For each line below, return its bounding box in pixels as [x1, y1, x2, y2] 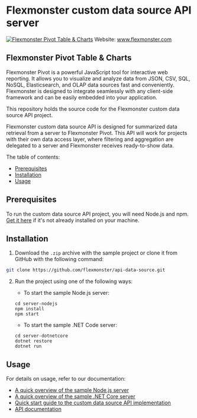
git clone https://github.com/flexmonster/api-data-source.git [6, 267, 166, 273]
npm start [14, 311, 40, 317]
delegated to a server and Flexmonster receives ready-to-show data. [6, 142, 175, 149]
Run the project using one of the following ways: [14, 278, 133, 285]
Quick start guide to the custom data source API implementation [14, 399, 172, 406]
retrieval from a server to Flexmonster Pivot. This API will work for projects [6, 129, 188, 136]
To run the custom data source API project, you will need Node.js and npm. [6, 210, 189, 217]
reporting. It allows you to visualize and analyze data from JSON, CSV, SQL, [6, 75, 190, 82]
